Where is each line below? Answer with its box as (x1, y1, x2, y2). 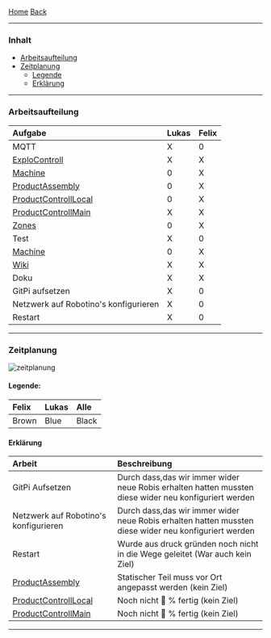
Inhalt (8, 34, 32, 45)
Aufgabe (12, 127, 47, 138)
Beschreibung (117, 458, 173, 469)
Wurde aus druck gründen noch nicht (117, 539, 259, 550)
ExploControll (12, 153, 64, 165)
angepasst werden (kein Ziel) (117, 581, 228, 593)
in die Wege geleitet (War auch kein (117, 548, 252, 560)
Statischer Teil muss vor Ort (117, 572, 223, 583)
